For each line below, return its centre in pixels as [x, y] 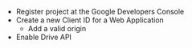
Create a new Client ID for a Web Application [90, 20]
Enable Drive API [44, 37]
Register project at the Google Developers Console [100, 12]
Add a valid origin [57, 28]
